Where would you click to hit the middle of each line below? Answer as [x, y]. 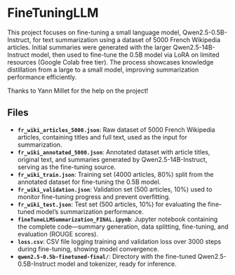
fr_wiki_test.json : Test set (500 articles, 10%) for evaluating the [112, 204]
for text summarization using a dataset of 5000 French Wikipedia [127, 39]
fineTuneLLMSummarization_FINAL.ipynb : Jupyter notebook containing [117, 219]
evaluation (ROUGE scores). [58, 234]
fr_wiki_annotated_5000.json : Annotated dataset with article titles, [114, 152]
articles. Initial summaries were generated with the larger [89, 47]
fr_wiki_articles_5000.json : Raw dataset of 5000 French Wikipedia [116, 129]
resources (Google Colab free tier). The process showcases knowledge [110, 62]
